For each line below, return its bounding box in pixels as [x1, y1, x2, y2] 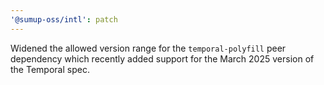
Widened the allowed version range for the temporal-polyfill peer [10, 42, 287, 54]
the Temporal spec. [10, 63, 90, 75]
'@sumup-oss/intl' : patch [10, 14, 118, 25]
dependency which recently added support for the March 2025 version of [10, 52, 315, 65]
